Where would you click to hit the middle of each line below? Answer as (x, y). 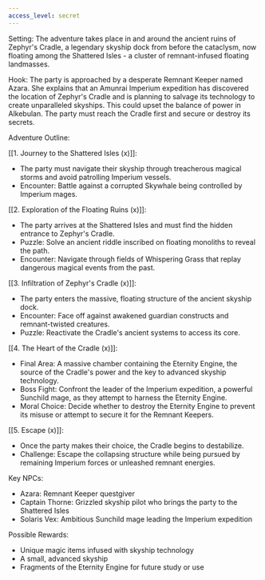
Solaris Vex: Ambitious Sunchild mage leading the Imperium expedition (136, 519)
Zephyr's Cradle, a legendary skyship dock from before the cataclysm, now (132, 47)
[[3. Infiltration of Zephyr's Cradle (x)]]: (73, 283)
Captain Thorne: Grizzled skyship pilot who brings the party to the (129, 502)
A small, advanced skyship (64, 558)
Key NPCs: (26, 478)
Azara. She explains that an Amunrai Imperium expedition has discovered (129, 88)
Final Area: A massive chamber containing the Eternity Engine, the (129, 363)
